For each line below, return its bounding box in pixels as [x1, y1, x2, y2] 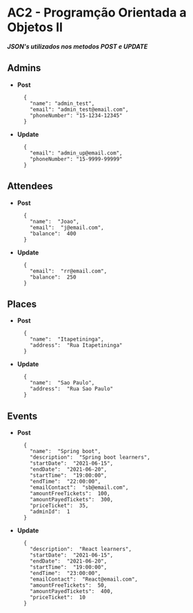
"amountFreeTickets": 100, [30, 490, 110, 497]
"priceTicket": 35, [30, 502, 89, 510]
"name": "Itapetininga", [30, 336, 105, 343]
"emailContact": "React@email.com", [30, 576, 138, 583]
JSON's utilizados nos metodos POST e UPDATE [7, 42, 148, 50]
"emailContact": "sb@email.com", [30, 484, 129, 491]
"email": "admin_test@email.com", [30, 105, 129, 113]
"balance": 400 [30, 230, 77, 237]
